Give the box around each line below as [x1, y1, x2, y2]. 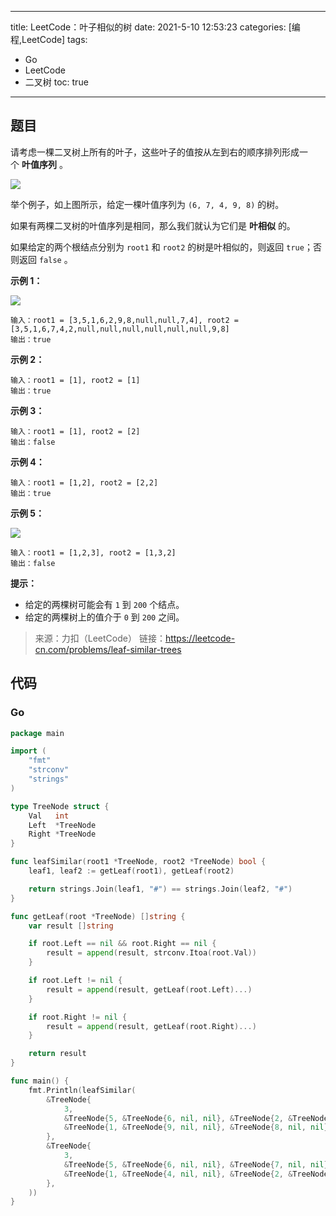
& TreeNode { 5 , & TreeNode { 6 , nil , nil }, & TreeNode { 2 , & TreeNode [63, 1113, 329, 1123]
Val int [28, 811, 70, 821]
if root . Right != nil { [28, 1012, 128, 1022]
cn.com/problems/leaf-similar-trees [34, 643, 182, 655]
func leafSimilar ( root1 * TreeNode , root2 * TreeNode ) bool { [10, 857, 267, 867]
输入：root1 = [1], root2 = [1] [10, 375, 141, 385]
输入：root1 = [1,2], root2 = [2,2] [10, 477, 159, 488]
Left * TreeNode [28, 820, 97, 830]
